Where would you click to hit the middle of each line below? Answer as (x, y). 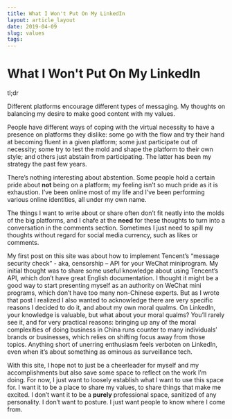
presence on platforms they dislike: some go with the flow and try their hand (116, 135)
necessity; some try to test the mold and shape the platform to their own (110, 149)
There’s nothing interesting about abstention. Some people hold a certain (111, 178)
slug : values (26, 33)
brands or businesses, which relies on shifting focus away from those (106, 337)
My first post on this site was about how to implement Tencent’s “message (113, 256)
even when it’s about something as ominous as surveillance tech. (100, 352)
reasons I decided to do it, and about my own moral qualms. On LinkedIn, (111, 308)
